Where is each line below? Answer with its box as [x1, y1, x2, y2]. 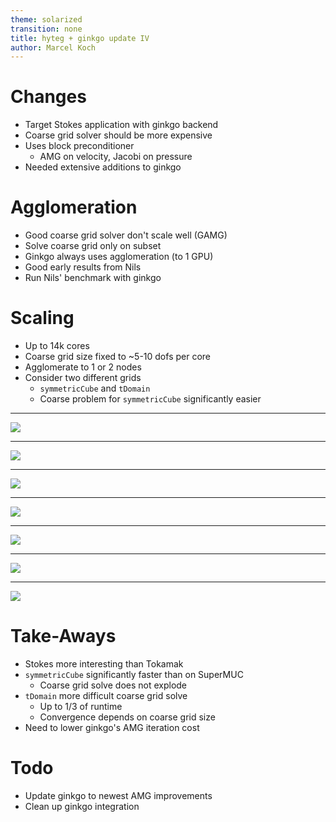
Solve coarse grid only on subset [24, 240, 162, 252]
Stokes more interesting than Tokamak [24, 658, 184, 670]
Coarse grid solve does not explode [39, 679, 188, 691]
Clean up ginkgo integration [24, 800, 140, 812]
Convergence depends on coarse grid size [39, 711, 216, 723]
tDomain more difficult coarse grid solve [24, 690, 188, 701]
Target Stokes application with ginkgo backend [24, 119, 219, 131]
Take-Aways [10, 625, 117, 648]
